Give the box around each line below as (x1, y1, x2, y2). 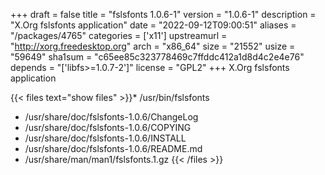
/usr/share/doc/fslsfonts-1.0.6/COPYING (24, 122, 192, 133)
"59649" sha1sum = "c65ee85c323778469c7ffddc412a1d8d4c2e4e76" (10, 51, 305, 63)
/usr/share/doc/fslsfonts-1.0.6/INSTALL (24, 132, 187, 144)
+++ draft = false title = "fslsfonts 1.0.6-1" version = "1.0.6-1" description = (10, 9, 317, 20)
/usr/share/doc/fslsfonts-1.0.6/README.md (24, 143, 203, 154)
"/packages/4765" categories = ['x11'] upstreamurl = (10, 30, 228, 41)
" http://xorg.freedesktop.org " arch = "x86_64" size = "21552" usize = (10, 40, 296, 52)
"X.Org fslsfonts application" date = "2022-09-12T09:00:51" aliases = (10, 19, 297, 31)
